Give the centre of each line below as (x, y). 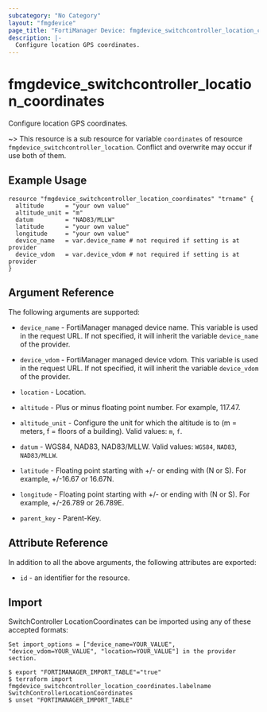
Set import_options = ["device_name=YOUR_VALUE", (92, 644)
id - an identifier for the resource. (75, 578)
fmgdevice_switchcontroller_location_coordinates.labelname (110, 687)
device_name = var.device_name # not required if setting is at (128, 240)
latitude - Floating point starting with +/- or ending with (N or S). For (133, 470)
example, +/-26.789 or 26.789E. (72, 502)
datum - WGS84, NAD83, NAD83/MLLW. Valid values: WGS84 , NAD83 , (128, 447)
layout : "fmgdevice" (43, 23)
